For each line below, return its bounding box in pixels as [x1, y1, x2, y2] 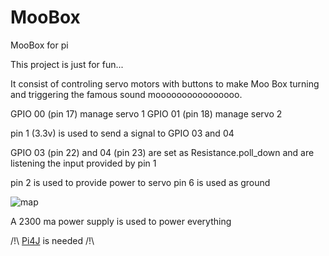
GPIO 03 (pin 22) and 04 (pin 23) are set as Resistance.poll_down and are [10, 146, 315, 158]
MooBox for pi [10, 39, 69, 51]
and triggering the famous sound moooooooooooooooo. [10, 88, 243, 100]
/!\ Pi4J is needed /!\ [10, 234, 95, 246]
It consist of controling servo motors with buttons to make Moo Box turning [10, 77, 320, 90]
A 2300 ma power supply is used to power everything [10, 215, 232, 227]
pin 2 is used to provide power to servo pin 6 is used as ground [10, 176, 271, 188]
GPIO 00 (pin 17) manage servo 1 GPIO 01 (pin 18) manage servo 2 [10, 107, 283, 120]
